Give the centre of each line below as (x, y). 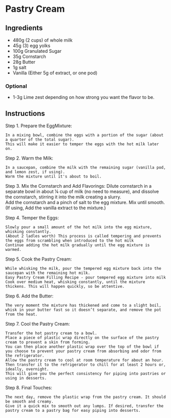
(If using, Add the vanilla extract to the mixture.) (56, 208)
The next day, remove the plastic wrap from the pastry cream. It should (86, 397)
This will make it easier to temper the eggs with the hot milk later (82, 144)
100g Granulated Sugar (37, 51)
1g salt (19, 67)
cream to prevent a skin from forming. (48, 342)
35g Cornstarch (29, 56)
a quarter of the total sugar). (40, 140)
